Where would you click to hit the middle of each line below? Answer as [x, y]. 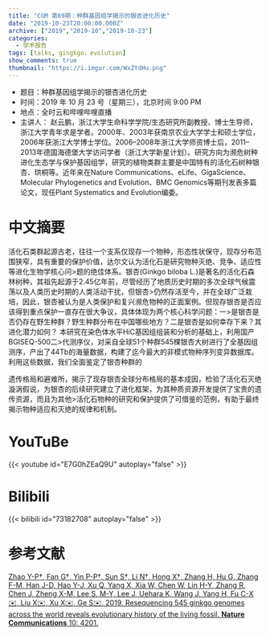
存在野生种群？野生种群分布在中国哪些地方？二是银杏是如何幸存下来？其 [142, 321]
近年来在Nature [88, 172]
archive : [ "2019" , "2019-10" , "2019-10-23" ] [80, 31]
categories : [28, 38]
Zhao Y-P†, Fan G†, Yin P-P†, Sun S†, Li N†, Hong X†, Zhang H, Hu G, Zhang [133, 576]
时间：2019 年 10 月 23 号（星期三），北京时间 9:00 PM [110, 102]
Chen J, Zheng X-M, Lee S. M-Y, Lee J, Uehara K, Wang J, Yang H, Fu [124, 593]
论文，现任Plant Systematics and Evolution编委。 [101, 192]
